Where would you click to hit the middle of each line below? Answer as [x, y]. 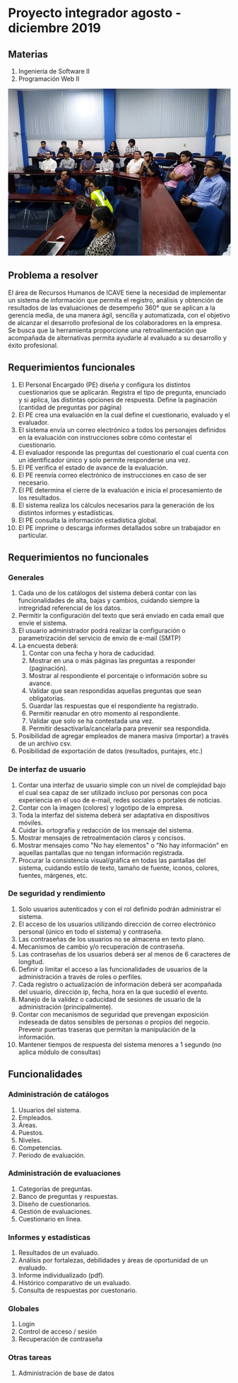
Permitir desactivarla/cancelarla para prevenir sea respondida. [120, 728]
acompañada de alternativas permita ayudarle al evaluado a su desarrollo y [117, 337]
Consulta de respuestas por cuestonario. [78, 1290]
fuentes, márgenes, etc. [53, 875]
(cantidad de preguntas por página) [70, 407]
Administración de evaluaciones [65, 1173]
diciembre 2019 [54, 28]
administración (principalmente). [66, 1007]
